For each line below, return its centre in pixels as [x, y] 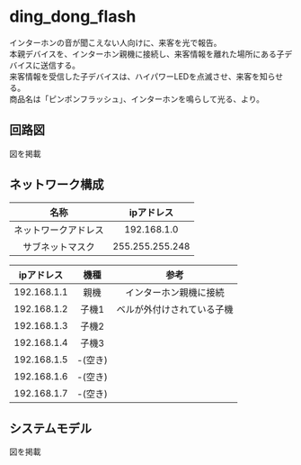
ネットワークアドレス [59, 230]
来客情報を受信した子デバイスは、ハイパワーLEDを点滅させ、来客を [135, 76]
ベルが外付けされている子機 [175, 309]
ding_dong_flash [73, 17]
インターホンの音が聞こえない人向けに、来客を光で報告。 [115, 42]
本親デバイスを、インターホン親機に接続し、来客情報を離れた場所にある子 [147, 54]
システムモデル [51, 429]
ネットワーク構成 [57, 185]
